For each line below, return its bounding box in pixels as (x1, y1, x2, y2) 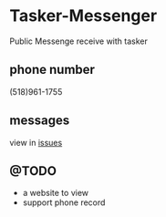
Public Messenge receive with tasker (9, 36, 149, 46)
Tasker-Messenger (9, 5, 158, 26)
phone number (9, 62, 96, 77)
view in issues (9, 137, 63, 148)
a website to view (22, 188, 89, 199)
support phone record (22, 197, 106, 208)
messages (9, 113, 70, 129)
